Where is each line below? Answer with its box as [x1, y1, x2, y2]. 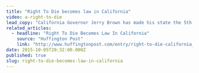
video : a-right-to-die [6, 14, 62, 20]
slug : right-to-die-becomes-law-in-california [6, 58, 123, 64]
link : [17, 42, 31, 48]
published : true [6, 52, 46, 58]
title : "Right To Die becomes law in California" [6, 8, 131, 15]
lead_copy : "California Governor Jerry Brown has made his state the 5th [6, 19, 192, 25]
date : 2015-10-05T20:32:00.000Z [6, 47, 86, 53]
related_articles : [6, 25, 52, 31]
